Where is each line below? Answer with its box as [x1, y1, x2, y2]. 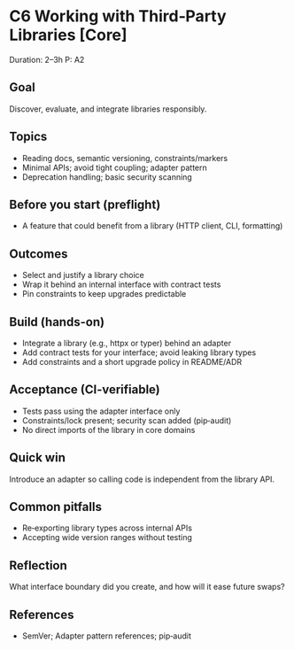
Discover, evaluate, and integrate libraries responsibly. [9, 104, 207, 114]
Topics [9, 129, 48, 144]
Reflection [9, 558, 68, 573]
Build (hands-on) [9, 314, 104, 329]
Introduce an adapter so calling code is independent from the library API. [9, 474, 275, 484]
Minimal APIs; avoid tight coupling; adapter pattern [21, 162, 208, 173]
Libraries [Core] [9, 25, 128, 45]
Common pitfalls [9, 499, 102, 515]
